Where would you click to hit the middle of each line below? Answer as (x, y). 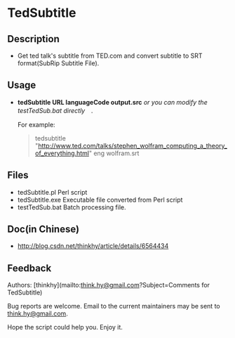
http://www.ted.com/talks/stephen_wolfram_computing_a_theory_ (133, 145)
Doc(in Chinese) (43, 229)
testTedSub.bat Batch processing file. (72, 207)
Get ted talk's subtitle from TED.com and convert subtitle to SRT (110, 56)
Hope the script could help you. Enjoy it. (65, 327)
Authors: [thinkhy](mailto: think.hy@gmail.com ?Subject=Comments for (109, 285)
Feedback (29, 268)
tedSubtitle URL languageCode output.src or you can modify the (113, 102)
